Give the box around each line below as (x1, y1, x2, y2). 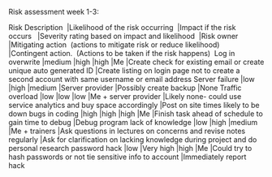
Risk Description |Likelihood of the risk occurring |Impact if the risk (8, 23, 236, 32)
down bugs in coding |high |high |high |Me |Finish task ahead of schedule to (8, 109, 264, 119)
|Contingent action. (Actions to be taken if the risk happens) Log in (8, 49, 235, 58)
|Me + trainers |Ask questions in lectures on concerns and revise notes (8, 126, 246, 136)
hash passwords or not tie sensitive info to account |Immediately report (8, 152, 247, 162)
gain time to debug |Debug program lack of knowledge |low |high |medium (8, 118, 258, 127)
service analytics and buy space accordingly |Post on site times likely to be (8, 101, 260, 110)
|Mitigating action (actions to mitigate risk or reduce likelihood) (8, 40, 220, 50)
